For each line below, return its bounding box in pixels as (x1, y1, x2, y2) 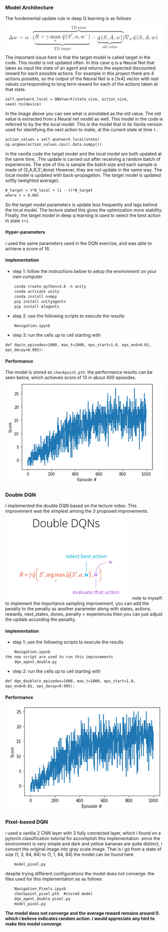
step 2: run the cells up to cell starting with (12, 668, 101, 675)
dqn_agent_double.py (14, 660, 57, 665)
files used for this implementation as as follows (5, 876, 102, 882)
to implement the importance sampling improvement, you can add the (5, 600, 149, 607)
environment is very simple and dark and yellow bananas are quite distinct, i (5, 841, 162, 847)
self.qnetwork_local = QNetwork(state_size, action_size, (5, 97, 129, 102)
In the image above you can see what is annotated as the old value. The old (5, 110, 161, 117)
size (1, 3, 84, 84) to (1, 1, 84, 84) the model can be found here (5, 851, 134, 857)
